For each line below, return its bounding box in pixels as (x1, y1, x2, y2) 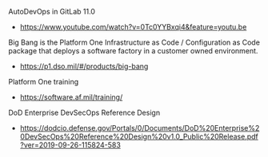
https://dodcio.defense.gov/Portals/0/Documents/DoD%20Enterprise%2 (19, 124, 260, 132)
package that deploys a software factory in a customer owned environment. (8, 46, 258, 55)
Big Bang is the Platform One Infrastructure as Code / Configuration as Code (8, 37, 260, 47)
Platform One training (8, 77, 78, 86)
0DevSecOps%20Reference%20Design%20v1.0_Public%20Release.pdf (19, 131, 258, 141)
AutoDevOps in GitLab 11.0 (8, 7, 96, 16)
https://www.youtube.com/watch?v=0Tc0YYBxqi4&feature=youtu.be (19, 22, 247, 31)
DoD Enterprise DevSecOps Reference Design (8, 108, 161, 117)
